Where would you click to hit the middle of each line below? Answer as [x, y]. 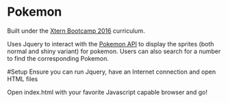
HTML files [23, 78]
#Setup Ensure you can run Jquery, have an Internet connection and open [112, 72]
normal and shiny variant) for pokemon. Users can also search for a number [114, 51]
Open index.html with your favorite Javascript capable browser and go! [107, 92]
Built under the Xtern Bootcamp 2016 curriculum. [76, 31]
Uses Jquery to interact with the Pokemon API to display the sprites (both [111, 44]
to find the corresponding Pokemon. [58, 58]
